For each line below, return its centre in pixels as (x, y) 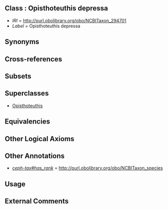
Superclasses (27, 93)
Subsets (18, 76)
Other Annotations (35, 156)
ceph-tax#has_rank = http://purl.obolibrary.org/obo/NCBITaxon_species (87, 168)
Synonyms (22, 42)
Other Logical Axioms (39, 139)
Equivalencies (27, 122)
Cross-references (34, 59)
